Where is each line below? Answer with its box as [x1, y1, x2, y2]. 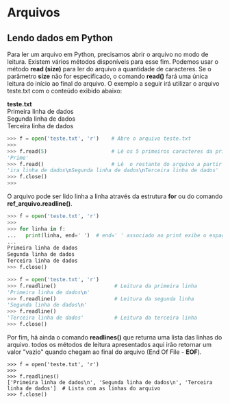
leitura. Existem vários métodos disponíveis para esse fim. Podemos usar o [7, 58, 219, 66]
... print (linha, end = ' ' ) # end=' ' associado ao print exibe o [7, 232, 207, 239]
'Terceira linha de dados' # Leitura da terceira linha [7, 314, 197, 322]
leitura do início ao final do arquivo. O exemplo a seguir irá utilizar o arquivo [7, 80, 220, 87]
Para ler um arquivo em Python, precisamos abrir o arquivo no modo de [7, 50, 209, 58]
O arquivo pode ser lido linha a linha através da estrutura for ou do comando [7, 192, 223, 200]
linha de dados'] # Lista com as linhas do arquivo [7, 385, 161, 392]
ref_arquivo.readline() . [7, 200, 73, 207]
